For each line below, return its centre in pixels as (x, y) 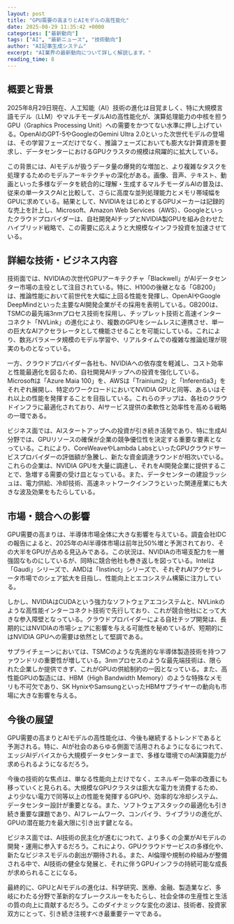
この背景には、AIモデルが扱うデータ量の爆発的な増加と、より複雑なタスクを (117, 166)
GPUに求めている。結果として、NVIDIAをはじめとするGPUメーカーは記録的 (116, 201)
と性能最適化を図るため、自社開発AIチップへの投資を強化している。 (105, 372)
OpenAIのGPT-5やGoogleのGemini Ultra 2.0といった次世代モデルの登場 (122, 134)
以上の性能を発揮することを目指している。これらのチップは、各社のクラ (117, 398)
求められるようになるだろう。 (50, 764)
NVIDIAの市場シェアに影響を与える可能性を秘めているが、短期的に (127, 628)
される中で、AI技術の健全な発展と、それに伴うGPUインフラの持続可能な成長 (117, 864)
